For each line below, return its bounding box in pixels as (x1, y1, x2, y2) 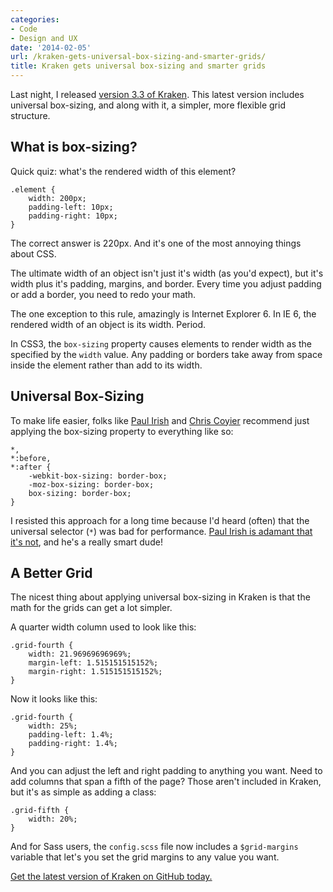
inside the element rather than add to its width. (10, 359, 203, 371)
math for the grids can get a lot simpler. (10, 602, 173, 614)
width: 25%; (28, 721, 78, 731)
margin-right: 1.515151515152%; (28, 667, 163, 677)
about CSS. (10, 247, 57, 260)
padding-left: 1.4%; (28, 730, 114, 740)
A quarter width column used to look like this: (10, 621, 197, 633)
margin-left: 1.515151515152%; (28, 658, 159, 668)
